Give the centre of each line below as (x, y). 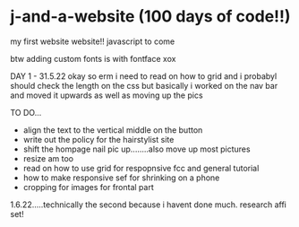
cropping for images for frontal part (89, 187)
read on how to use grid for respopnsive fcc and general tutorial (141, 168)
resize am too (48, 158)
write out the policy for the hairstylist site (98, 139)
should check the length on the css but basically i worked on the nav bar (144, 85)
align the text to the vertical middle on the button (113, 130)
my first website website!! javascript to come (93, 41)
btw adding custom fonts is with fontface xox (93, 58)
